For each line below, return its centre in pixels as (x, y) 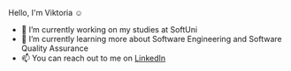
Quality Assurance (55, 48)
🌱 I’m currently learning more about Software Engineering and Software (151, 39)
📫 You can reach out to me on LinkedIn (93, 58)
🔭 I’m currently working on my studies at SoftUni (109, 29)
